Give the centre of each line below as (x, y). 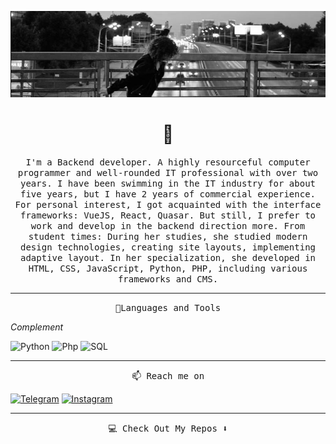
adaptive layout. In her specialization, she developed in (167, 257)
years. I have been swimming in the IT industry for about (167, 183)
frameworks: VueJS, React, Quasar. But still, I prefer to (167, 215)
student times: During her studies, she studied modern (168, 236)
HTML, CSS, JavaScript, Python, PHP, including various (168, 268)
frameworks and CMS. (168, 279)
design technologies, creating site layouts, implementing (167, 247)
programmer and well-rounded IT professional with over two (168, 172)
